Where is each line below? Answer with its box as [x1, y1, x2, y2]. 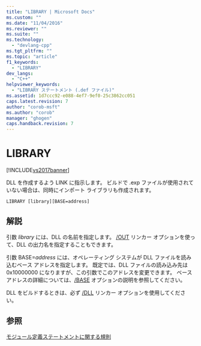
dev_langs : [6, 70, 34, 76]
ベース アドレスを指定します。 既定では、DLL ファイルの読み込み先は [16, 261, 188, 268]
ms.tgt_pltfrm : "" [6, 48, 52, 54]
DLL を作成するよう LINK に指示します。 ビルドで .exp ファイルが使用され [6, 179, 189, 187]
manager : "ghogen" [6, 115, 52, 121]
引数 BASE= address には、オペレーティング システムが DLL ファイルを [6, 253, 181, 261]
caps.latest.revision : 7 [6, 98, 68, 104]
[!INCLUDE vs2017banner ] [6, 167, 70, 174]
